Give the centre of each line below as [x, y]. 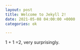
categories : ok [21, 24]
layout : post [19, 10]
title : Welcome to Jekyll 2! [36, 14]
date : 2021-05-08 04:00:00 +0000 [40, 19]
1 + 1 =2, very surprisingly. [32, 42]
